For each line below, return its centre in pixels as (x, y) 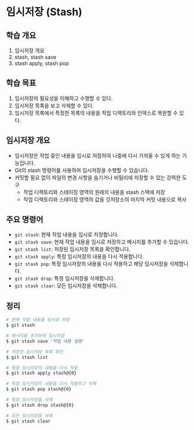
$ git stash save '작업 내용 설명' (45, 341)
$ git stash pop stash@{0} (39, 389)
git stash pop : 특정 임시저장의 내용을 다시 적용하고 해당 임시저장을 (91, 264)
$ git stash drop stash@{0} (40, 405)
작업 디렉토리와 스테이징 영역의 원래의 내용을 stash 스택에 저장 (94, 192)
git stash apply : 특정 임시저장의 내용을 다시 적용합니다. (79, 256)
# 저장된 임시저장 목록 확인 (35, 352)
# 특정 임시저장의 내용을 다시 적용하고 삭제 (51, 384)
